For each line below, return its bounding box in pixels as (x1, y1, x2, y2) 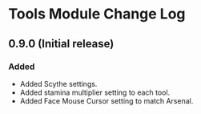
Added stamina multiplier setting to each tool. (19, 88, 171, 97)
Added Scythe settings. (19, 79, 98, 88)
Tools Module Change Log (8, 5, 186, 23)
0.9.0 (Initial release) (8, 37, 115, 51)
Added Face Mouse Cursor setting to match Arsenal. (19, 96, 194, 105)
